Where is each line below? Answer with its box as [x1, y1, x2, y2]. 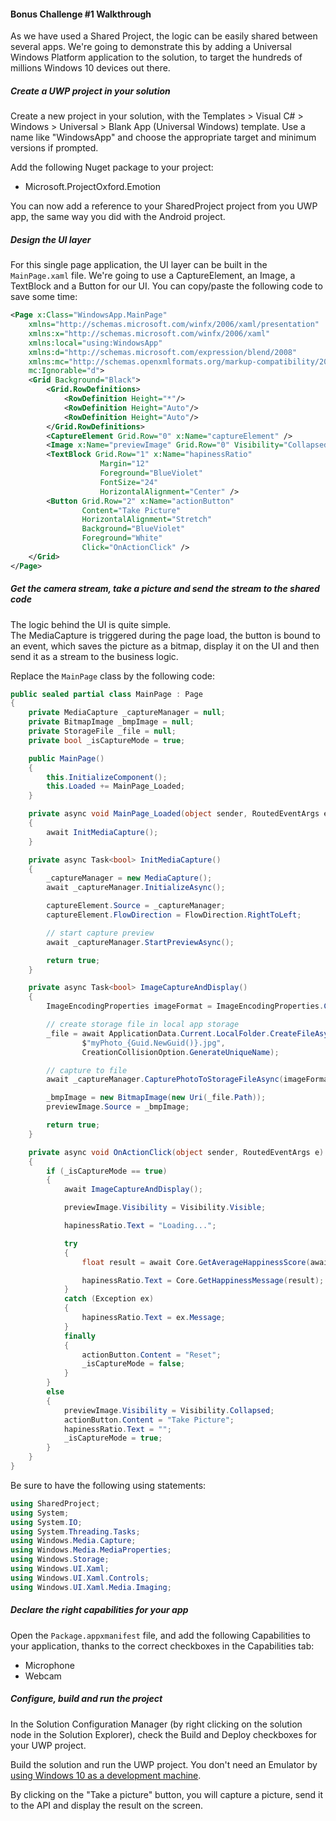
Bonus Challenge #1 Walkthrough [10, 8, 152, 20]
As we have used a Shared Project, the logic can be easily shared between [10, 30, 318, 42]
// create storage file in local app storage [46, 1020, 240, 1030]
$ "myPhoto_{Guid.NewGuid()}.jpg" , [81, 1038, 226, 1048]
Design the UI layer [10, 233, 92, 245]
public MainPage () [28, 753, 105, 764]
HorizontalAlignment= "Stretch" [81, 515, 213, 525]
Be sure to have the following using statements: [10, 1479, 207, 1491]
